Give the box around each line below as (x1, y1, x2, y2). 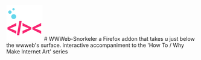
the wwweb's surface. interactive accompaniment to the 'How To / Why (6, 41, 185, 49)
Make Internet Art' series (6, 48, 68, 55)
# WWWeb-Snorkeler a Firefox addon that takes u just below (43, 35, 195, 42)
